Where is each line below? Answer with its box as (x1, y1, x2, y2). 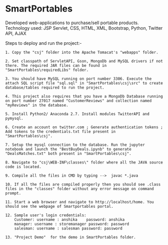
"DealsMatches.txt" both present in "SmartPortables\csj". (5, 151, 132, 156)
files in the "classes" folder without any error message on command (5, 186, 154, 191)
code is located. (5, 164, 42, 169)
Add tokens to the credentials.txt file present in (5, 129, 116, 134)
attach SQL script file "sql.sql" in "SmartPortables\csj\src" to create (5, 80, 163, 86)
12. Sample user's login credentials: (5, 212, 87, 218)
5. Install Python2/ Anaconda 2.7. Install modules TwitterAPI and (5, 111, 150, 116)
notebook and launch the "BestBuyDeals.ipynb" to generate (5, 146, 132, 151)
